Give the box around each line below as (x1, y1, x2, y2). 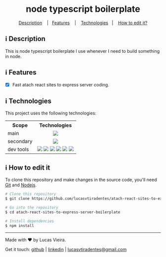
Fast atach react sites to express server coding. (12, 81, 110, 87)
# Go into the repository (5, 205, 58, 210)
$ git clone (5, 196, 30, 201)
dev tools (7, 146, 29, 153)
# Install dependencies (5, 219, 54, 223)
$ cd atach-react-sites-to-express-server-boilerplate (5, 210, 121, 215)
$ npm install (5, 223, 35, 228)
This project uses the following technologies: (5, 110, 96, 116)
